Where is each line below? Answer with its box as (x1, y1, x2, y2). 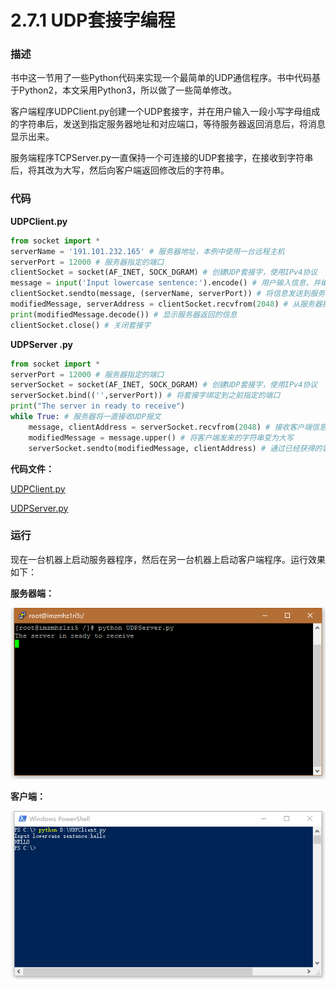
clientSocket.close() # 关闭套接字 (10, 320, 152, 330)
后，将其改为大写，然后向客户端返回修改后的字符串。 (10, 164, 230, 176)
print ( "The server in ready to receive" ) (10, 401, 186, 411)
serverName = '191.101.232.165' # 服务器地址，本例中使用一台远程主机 (10, 246, 285, 256)
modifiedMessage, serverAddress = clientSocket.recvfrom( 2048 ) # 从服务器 (10, 299, 323, 310)
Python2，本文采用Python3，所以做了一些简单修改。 (18, 84, 238, 96)
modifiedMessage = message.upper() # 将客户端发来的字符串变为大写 (28, 432, 294, 443)
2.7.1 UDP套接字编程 (10, 9, 176, 32)
